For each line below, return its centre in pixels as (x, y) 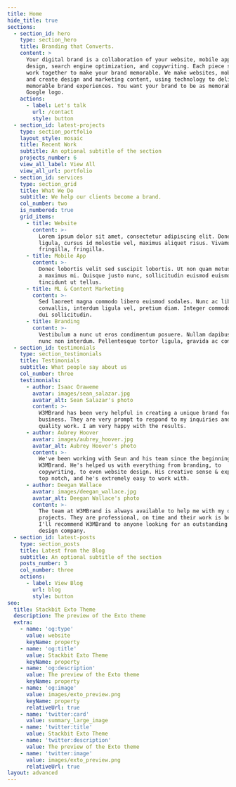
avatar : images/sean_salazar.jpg (81, 393)
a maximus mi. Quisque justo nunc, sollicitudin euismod (124, 275)
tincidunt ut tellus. (70, 282)
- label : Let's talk (56, 106)
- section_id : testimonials (55, 348)
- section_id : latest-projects (59, 125)
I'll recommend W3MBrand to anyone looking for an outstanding (133, 524)
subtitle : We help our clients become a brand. (91, 197)
